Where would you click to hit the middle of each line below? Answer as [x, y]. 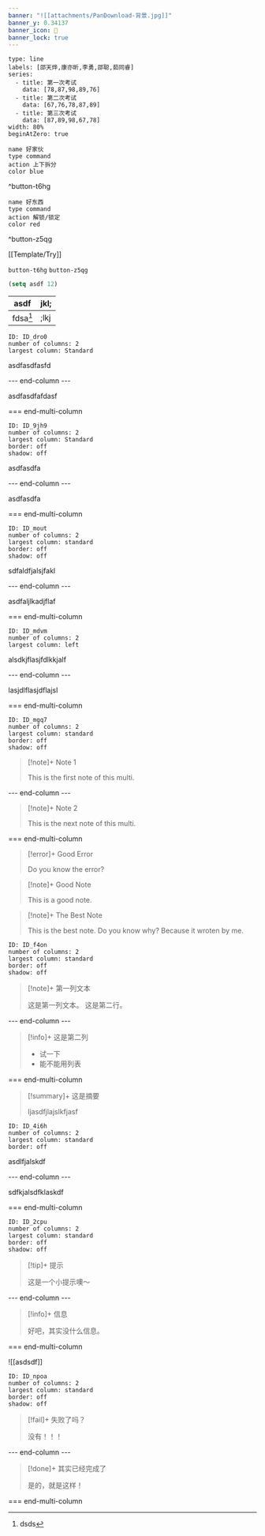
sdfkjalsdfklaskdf [36, 1192]
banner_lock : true [38, 38]
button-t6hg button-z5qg [48, 270]
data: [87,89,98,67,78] [62, 120]
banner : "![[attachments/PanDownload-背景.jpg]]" [90, 15]
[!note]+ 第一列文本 [59, 989]
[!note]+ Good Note [59, 884]
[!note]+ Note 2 [52, 808]
